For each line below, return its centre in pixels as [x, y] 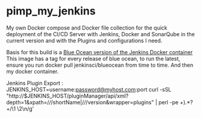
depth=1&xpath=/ [28, 102]
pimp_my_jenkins [51, 11]
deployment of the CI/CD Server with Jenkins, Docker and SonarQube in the [100, 34]
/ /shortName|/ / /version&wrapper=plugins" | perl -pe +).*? [121, 102]
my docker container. [32, 71]
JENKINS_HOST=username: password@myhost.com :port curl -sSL [89, 89]
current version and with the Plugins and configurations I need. [84, 40]
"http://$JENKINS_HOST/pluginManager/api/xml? [67, 96]
